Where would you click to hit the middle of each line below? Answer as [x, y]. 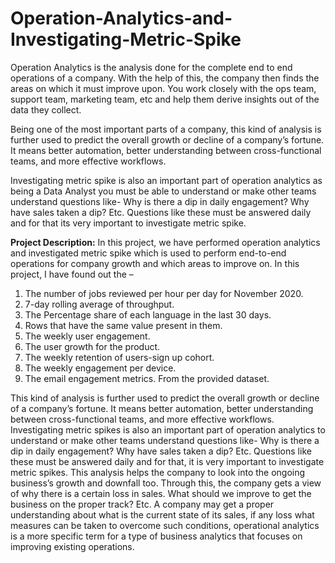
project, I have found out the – [72, 274]
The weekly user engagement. [87, 336]
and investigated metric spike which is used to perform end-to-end [148, 253]
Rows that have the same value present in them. [123, 325]
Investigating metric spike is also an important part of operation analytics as [166, 180]
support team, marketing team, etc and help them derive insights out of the [165, 99]
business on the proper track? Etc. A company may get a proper [142, 504]
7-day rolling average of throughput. [99, 304]
